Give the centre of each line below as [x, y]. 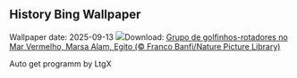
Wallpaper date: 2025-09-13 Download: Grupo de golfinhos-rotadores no [148, 37]
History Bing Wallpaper [75, 15]
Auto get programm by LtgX [60, 63]
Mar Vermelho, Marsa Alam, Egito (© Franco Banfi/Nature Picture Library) [145, 46]
